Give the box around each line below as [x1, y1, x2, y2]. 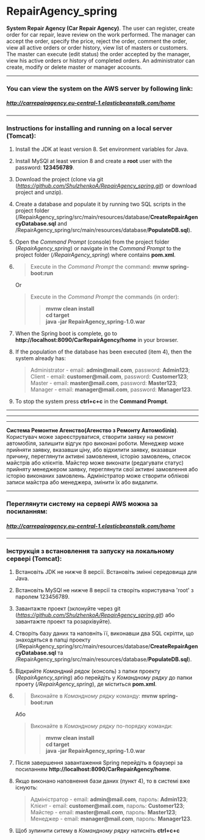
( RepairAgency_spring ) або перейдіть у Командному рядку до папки [15, 674, 193, 681]
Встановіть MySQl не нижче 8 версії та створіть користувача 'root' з [15, 587, 194, 594]
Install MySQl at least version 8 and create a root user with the [15, 157, 173, 165]
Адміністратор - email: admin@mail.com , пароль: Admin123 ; [30, 795, 188, 803]
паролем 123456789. [15, 593, 70, 601]
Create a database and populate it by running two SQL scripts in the [15, 200, 186, 208]
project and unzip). [15, 189, 63, 196]
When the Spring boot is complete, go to [15, 330, 118, 337]
